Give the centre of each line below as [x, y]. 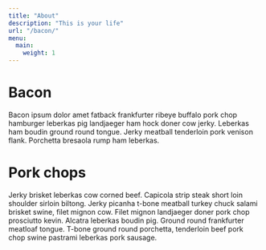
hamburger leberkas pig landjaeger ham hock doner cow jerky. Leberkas [129, 123]
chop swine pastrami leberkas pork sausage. [83, 237]
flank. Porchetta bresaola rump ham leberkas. [84, 140]
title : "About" [34, 16]
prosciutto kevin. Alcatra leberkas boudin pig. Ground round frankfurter [126, 220]
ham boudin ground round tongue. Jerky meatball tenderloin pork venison [131, 131]
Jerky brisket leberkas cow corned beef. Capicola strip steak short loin [126, 195]
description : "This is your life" [66, 23]
